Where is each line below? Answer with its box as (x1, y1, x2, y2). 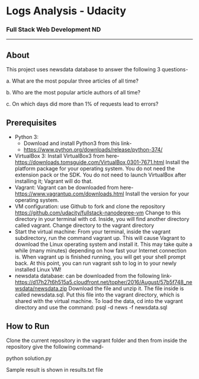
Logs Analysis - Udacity (6, 4, 126, 18)
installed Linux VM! (14, 266, 62, 273)
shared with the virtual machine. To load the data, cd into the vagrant (14, 298, 184, 305)
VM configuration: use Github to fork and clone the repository (14, 203, 166, 210)
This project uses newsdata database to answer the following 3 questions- (6, 66, 188, 73)
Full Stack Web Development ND (6, 26, 101, 34)
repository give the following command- (6, 343, 104, 350)
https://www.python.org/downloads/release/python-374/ (23, 146, 163, 153)
